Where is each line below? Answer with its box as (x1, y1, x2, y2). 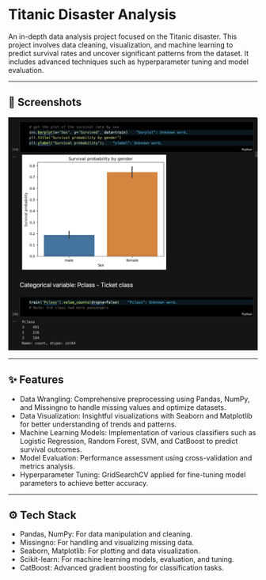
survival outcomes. (19, 445, 82, 454)
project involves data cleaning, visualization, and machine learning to (8, 40, 234, 49)
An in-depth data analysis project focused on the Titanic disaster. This (8, 32, 237, 41)
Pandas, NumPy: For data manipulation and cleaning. (19, 529, 192, 539)
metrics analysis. (19, 461, 75, 471)
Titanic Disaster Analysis (8, 6, 177, 24)
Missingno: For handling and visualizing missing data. (19, 538, 195, 548)
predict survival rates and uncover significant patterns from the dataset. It (8, 48, 249, 58)
